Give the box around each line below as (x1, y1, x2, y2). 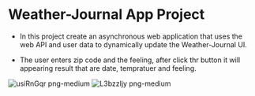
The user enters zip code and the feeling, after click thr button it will (19, 55, 241, 65)
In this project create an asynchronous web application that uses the (19, 31, 243, 41)
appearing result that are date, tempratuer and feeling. (19, 63, 197, 72)
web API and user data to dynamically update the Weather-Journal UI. (19, 39, 247, 49)
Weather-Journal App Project (8, 6, 205, 24)
